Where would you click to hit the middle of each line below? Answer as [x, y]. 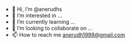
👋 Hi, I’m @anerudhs [37, 9]
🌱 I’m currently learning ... [43, 22]
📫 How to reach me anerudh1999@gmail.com [68, 35]
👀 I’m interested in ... [37, 15]
